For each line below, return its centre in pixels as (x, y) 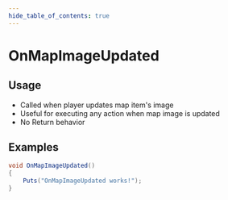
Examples (33, 147)
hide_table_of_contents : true (59, 16)
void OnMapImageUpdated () (52, 166)
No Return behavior (52, 122)
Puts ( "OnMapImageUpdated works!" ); (83, 181)
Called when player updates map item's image (97, 105)
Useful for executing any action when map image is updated (120, 113)
